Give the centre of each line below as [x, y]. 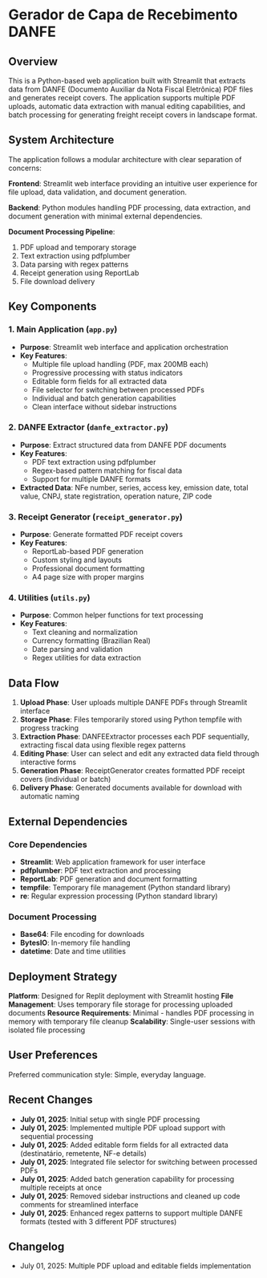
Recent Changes [51, 1100]
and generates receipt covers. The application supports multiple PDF [122, 98]
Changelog [36, 1247]
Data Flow [34, 683]
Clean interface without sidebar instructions [104, 406]
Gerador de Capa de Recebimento [123, 15]
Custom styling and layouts [77, 560]
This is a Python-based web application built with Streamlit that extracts [127, 81]
